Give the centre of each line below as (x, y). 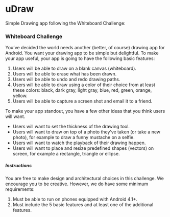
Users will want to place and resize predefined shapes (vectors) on (83, 148)
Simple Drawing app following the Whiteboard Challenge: (66, 23)
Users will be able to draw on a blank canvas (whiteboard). (75, 68)
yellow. (20, 96)
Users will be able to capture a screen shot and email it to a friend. (82, 101)
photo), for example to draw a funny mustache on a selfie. (74, 137)
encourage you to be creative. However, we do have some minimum (77, 184)
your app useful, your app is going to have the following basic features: (80, 58)
